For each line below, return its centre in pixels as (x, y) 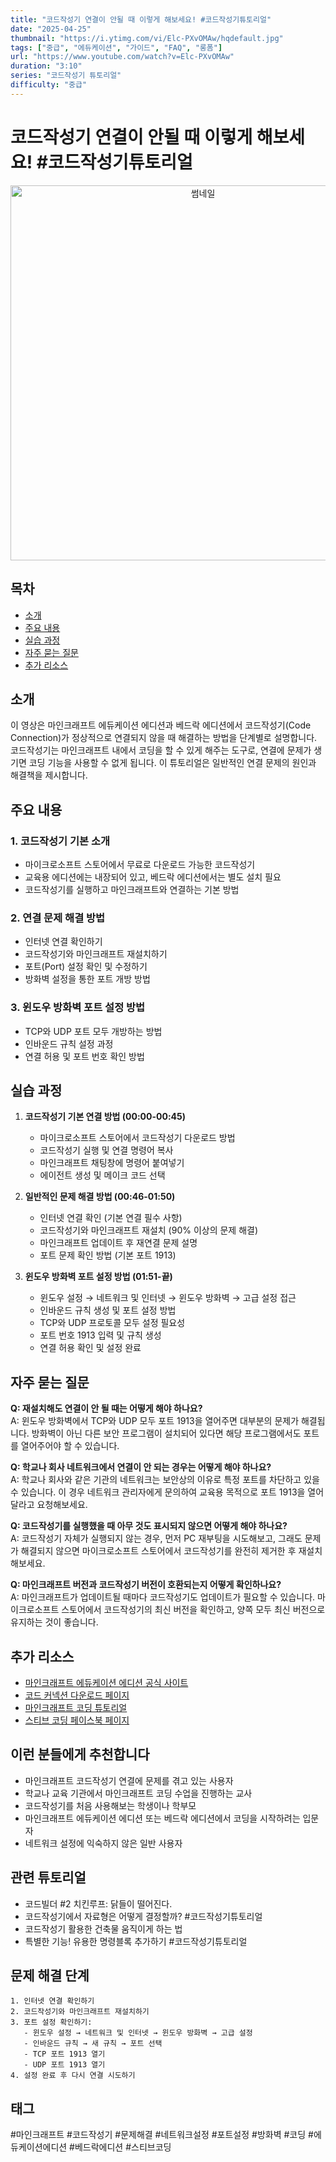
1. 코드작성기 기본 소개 (60, 841)
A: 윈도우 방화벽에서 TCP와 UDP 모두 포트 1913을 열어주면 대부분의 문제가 (155, 1421)
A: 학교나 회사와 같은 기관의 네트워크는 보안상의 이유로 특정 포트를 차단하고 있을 (165, 1480)
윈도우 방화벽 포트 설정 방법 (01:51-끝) (98, 1277)
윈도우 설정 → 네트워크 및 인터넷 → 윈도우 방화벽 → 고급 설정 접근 (168, 1298)
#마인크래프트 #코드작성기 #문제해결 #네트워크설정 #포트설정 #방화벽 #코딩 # (162, 2135)
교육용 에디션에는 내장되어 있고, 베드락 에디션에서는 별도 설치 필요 (153, 877)
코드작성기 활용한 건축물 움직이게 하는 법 (103, 1928)
